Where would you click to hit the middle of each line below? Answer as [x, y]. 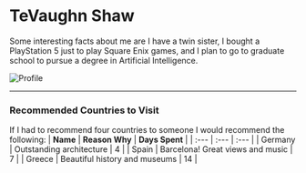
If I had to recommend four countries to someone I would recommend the [147, 130]
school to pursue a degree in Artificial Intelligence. [104, 60]
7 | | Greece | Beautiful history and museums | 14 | [103, 159]
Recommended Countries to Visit [84, 110]
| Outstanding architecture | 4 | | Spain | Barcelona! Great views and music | [151, 149]
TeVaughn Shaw [72, 16]
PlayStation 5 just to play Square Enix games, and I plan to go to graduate [147, 50]
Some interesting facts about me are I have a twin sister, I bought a [135, 41]
